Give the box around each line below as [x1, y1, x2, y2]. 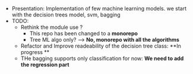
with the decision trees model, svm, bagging [11, 11, 121, 18]
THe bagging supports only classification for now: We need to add [20, 55, 184, 62]
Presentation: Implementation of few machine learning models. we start [11, 5, 187, 12]
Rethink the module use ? [20, 23, 83, 31]
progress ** [20, 49, 50, 55]
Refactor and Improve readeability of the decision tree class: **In [20, 42, 181, 49]
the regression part [20, 61, 69, 68]
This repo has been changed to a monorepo [29, 30, 138, 37]
